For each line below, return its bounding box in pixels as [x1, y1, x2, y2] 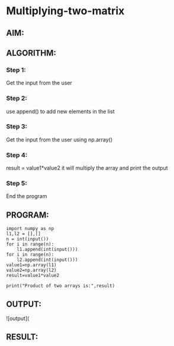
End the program [6, 193, 47, 200]
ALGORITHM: [6, 48, 56, 58]
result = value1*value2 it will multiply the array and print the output [6, 165, 168, 172]
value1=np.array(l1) [6, 262, 57, 268]
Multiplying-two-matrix [6, 4, 125, 18]
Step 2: [6, 94, 28, 102]
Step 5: [6, 180, 28, 188]
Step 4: [6, 150, 28, 159]
